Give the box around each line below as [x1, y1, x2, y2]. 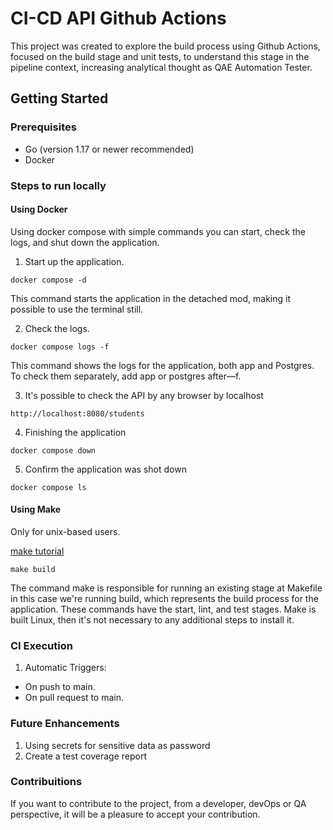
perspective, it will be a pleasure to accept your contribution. [10, 808, 261, 820]
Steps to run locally [10, 178, 107, 192]
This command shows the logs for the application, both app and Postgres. [10, 359, 315, 371]
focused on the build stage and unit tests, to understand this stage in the [10, 50, 310, 62]
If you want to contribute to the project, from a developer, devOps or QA [10, 797, 307, 809]
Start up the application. [24, 255, 125, 267]
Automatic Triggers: [24, 662, 107, 674]
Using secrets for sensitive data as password [24, 739, 211, 751]
